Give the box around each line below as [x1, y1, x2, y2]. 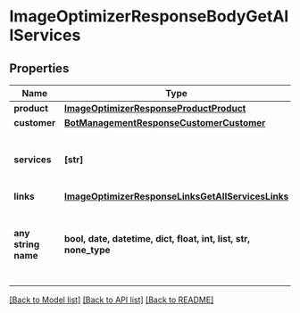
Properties [9, 61, 70, 76]
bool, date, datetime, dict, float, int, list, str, [63, 233, 251, 244]
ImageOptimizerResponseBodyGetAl [9, 6, 289, 27]
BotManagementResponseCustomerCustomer [63, 117, 266, 128]
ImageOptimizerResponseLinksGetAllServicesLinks [63, 190, 289, 202]
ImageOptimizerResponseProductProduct [63, 103, 246, 114]
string [13, 238, 40, 251]
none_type [63, 243, 111, 256]
